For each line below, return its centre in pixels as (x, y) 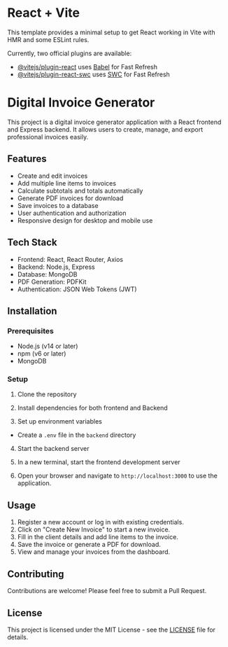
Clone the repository (47, 394)
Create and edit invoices (52, 176)
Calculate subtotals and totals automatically (80, 190)
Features (27, 159)
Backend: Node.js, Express (56, 267)
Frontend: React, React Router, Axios (70, 259)
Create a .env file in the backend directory (77, 435)
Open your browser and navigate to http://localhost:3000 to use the (117, 476)
